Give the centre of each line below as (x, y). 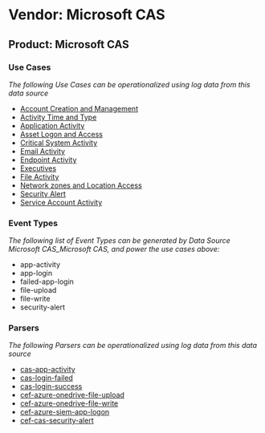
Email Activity (43, 151)
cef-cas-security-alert (57, 421)
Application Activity (52, 125)
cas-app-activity (47, 370)
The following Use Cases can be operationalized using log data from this (129, 84)
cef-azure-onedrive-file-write (69, 403)
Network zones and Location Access (81, 185)
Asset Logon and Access (61, 134)
